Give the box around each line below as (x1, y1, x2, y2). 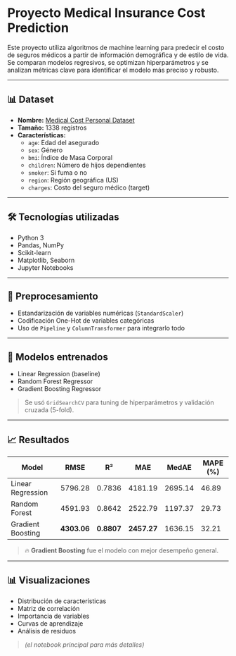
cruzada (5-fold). (24, 406, 74, 414)
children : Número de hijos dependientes (27, 161, 146, 169)
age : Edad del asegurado (27, 138, 100, 147)
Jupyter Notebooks (17, 263, 74, 272)
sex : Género (27, 146, 63, 154)
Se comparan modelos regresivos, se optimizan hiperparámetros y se (7, 58, 209, 66)
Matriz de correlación (17, 604, 80, 612)
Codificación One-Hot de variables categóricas (17, 316, 155, 325)
